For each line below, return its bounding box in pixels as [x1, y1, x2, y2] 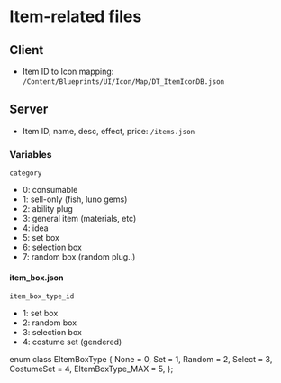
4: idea [22, 223, 49, 233]
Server [9, 102, 49, 117]
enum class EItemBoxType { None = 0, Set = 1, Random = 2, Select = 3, [9, 354, 273, 365]
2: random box [22, 317, 77, 328]
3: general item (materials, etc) [22, 214, 137, 224]
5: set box [22, 233, 60, 243]
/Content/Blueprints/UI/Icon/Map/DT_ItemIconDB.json [22, 78, 225, 87]
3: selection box [22, 327, 83, 338]
